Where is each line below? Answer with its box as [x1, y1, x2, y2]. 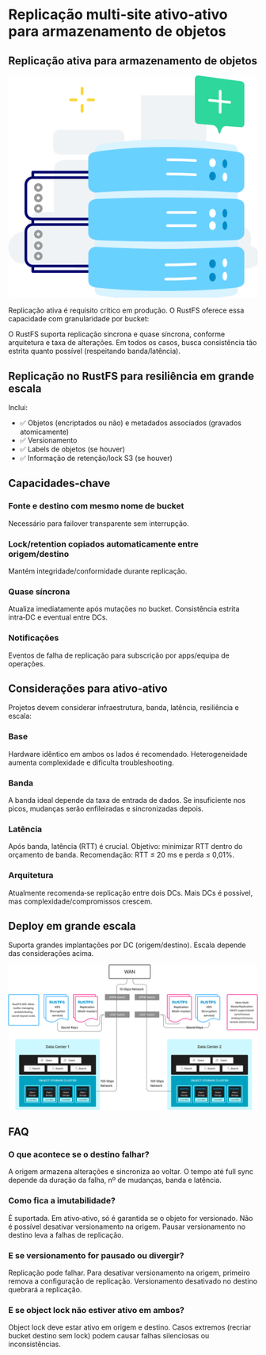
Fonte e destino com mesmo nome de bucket [8, 501, 184, 512]
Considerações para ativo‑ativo [8, 681, 168, 695]
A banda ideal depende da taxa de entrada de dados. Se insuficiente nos [8, 796, 246, 804]
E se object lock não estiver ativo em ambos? [8, 1304, 184, 1315]
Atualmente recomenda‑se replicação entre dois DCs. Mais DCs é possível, [8, 888, 253, 897]
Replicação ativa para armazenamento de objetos [8, 54, 258, 67]
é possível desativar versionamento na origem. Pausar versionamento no [8, 1222, 246, 1231]
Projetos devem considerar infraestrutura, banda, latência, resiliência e [8, 703, 239, 712]
